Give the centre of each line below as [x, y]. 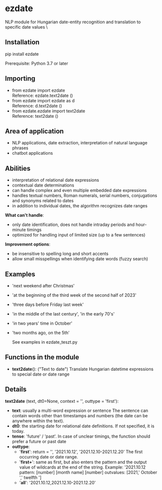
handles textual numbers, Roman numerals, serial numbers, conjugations [85, 196]
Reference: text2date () [35, 116]
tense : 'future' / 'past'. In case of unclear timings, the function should [81, 436]
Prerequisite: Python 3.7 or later [37, 63]
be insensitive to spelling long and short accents [60, 254]
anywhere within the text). [38, 421]
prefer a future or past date [39, 441]
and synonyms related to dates [43, 201]
